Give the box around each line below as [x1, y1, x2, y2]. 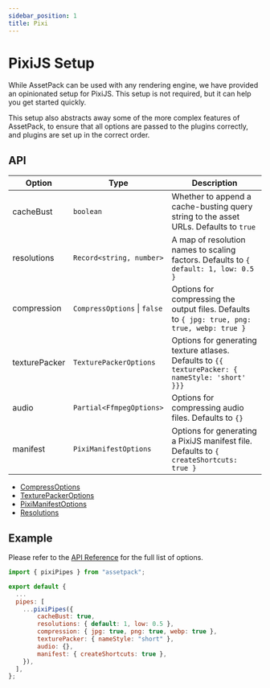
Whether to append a [171, 191, 252, 202]
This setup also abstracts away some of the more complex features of [8, 113, 240, 123]
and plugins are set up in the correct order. [8, 130, 150, 140]
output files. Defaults [171, 303, 251, 315]
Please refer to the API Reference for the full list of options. [8, 553, 203, 562]
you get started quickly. [8, 97, 87, 107]
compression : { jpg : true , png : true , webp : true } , [37, 628, 218, 636]
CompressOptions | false [73, 303, 163, 314]
